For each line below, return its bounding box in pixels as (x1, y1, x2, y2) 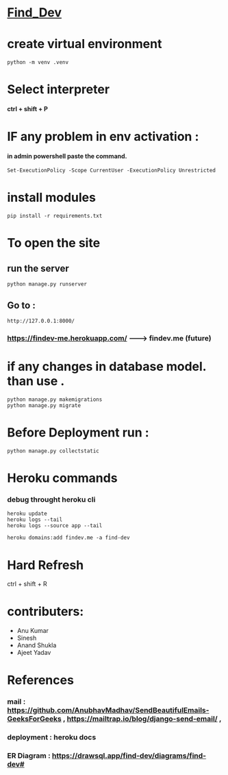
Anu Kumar (16, 627, 49, 635)
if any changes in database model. (7, 359, 207, 375)
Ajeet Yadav (16, 649, 51, 657)
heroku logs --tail (7, 516, 63, 523)
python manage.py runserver (7, 281, 88, 288)
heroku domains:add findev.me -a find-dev (7, 534, 130, 542)
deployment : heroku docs (7, 732, 97, 742)
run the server (7, 262, 70, 274)
